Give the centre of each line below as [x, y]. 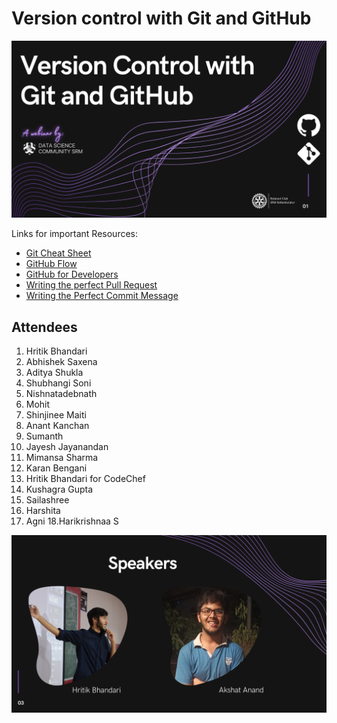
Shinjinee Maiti [56, 415]
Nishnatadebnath [61, 394]
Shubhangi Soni [58, 383]
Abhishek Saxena [61, 362]
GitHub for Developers [72, 274]
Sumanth [44, 436]
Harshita [43, 511]
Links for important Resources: [75, 234]
